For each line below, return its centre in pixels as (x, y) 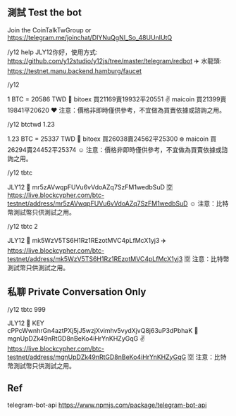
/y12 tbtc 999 (26, 309)
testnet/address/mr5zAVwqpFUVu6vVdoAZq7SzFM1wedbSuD (98, 203)
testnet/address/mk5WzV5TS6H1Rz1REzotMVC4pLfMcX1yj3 (95, 258)
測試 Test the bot (45, 13)
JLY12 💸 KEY (26, 323)
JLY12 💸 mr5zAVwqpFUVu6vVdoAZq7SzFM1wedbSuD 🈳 (90, 187)
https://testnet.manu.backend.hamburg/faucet (75, 71)
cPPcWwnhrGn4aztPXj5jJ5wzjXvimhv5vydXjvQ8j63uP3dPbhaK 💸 (103, 330)
